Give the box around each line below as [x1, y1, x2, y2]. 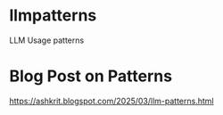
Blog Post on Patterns [9, 66, 172, 86]
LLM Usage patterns [9, 35, 85, 45]
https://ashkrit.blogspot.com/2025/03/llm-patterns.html [9, 95, 214, 106]
